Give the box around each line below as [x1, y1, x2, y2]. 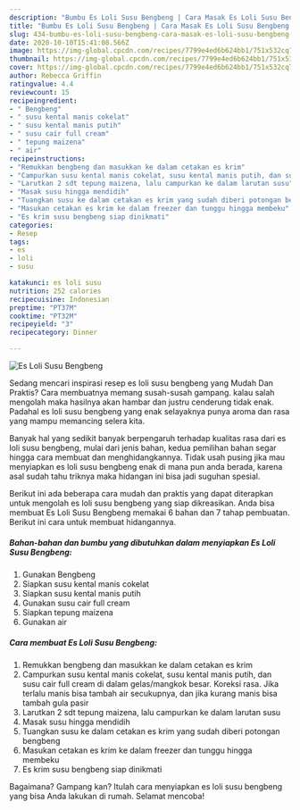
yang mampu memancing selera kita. [9, 416, 146, 426]
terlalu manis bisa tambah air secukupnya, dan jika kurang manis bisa [21, 688, 279, 698]
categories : [9, 221, 54, 230]
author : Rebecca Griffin [9, 71, 102, 80]
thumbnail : [9, 54, 50, 63]
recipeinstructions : [9, 154, 87, 163]
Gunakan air [21, 616, 67, 627]
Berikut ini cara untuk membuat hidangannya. [9, 517, 177, 527]
